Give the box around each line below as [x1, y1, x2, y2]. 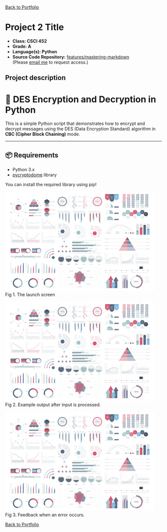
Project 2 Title [5, 22, 64, 33]
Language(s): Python [12, 48, 57, 54]
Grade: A [12, 43, 31, 49]
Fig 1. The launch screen [5, 292, 56, 298]
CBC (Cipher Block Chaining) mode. [5, 131, 81, 137]
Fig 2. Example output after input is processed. [5, 402, 101, 408]
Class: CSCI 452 [12, 38, 47, 44]
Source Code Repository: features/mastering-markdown [12, 54, 129, 60]
